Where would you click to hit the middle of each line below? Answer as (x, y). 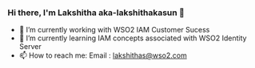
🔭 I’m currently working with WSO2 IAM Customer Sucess (114, 30)
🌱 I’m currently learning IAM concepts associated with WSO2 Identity (133, 38)
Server (30, 47)
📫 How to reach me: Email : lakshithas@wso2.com (103, 55)
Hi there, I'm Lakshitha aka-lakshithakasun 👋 (96, 13)
